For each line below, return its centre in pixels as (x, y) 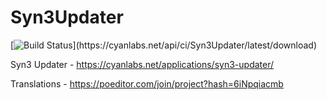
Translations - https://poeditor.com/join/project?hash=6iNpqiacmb (147, 83)
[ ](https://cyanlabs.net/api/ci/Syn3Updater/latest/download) (164, 45)
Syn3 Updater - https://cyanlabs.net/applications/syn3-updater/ (142, 64)
